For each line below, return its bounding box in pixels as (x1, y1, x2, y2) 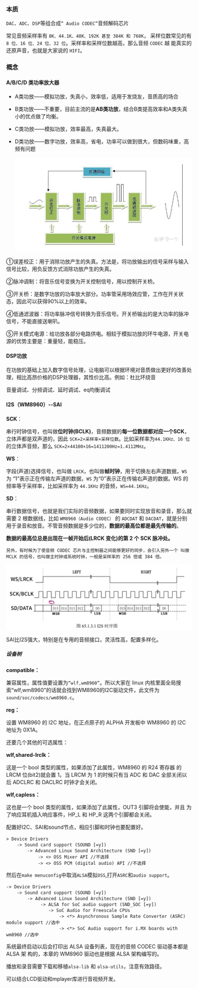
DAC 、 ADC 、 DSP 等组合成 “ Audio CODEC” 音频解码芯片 (6, 19, 129, 27)
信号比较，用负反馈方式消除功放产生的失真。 (6, 265, 115, 272)
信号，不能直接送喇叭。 (6, 318, 63, 325)
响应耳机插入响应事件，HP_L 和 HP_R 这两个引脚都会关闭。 (11, 811, 155, 818)
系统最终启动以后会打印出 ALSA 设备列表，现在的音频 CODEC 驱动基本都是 (6, 943, 189, 950)
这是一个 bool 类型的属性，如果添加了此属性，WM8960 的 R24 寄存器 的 (6, 763, 182, 770)
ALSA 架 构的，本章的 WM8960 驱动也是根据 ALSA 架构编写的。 (6, 950, 163, 957)
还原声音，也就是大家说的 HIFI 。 (6, 47, 85, 54)
